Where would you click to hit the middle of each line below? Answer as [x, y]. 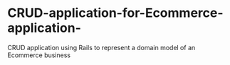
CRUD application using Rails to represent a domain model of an [101, 47]
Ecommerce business [39, 55]
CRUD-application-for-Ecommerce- [115, 13]
